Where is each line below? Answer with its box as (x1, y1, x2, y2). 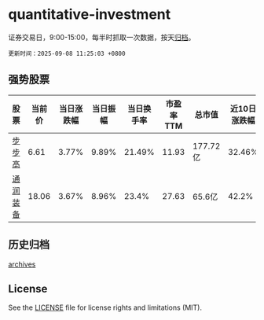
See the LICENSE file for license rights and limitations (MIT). (8, 303, 203, 312)
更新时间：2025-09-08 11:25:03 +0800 (8, 50, 126, 57)
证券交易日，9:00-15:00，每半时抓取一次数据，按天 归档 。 (8, 32, 196, 42)
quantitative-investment (8, 6, 171, 24)
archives (8, 259, 36, 269)
